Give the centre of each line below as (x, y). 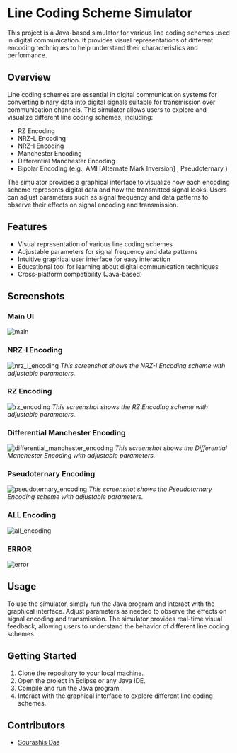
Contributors (36, 726)
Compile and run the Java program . (70, 688)
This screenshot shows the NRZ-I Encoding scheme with (143, 365)
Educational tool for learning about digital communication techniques (118, 266)
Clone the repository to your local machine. (80, 673)
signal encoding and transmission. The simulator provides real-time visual (115, 619)
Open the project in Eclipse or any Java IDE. (82, 680)
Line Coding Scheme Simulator (100, 13)
